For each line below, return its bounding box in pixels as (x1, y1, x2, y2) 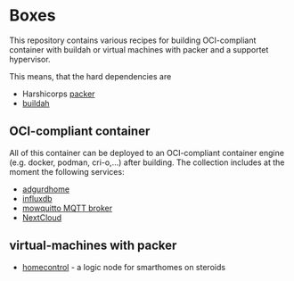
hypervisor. (9, 54, 51, 64)
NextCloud (21, 211, 62, 223)
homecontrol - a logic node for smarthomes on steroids (21, 261, 225, 272)
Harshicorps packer (21, 88, 95, 99)
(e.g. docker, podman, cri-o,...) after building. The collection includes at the (9, 157, 285, 168)
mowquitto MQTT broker (21, 202, 113, 213)
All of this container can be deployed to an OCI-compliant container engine (9, 147, 285, 158)
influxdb (21, 193, 53, 203)
